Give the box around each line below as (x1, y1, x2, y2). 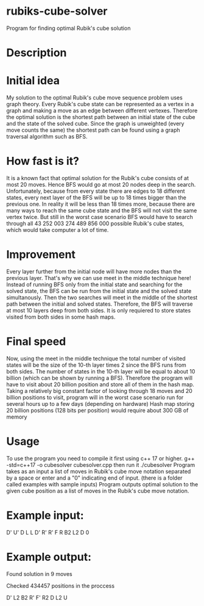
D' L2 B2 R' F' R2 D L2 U (6, 594, 68, 601)
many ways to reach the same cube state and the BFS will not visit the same (6, 207, 197, 214)
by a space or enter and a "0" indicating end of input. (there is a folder (6, 474, 183, 482)
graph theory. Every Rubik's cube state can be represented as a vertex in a (6, 101, 194, 108)
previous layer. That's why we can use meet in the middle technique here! (6, 274, 191, 281)
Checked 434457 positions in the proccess (6, 582, 114, 590)
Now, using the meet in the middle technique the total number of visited (6, 355, 186, 362)
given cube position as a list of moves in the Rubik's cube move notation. (6, 487, 189, 494)
